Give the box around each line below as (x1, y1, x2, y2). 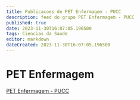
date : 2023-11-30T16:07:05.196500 (6, 25, 92, 32)
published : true (6, 20, 46, 26)
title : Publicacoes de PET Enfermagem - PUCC (6, 8, 121, 15)
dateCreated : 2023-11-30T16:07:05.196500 (6, 42, 111, 48)
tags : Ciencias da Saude (6, 31, 68, 37)
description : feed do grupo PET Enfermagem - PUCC (6, 14, 135, 20)
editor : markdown (6, 36, 49, 42)
